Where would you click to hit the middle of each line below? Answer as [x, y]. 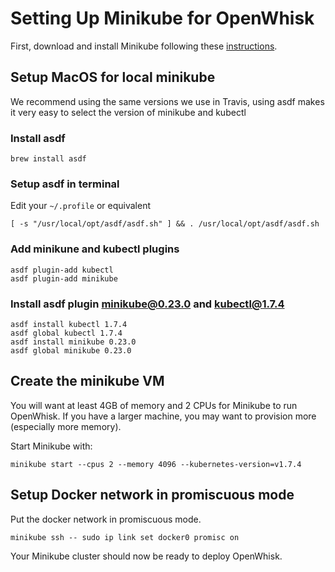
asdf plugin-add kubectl [62, 270]
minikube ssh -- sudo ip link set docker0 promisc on [125, 537]
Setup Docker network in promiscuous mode [152, 495]
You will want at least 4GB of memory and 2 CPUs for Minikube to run [154, 405]
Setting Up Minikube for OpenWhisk [162, 18]
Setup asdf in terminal [65, 184]
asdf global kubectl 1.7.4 [66, 333]
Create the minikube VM [87, 381]
